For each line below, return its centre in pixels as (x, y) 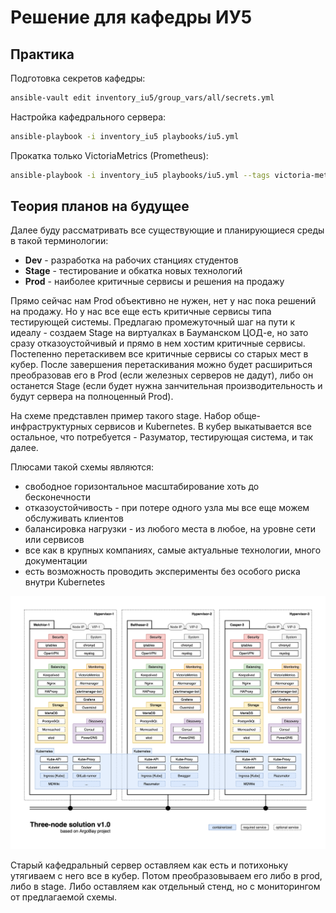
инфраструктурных (51, 427)
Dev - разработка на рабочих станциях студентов (131, 260)
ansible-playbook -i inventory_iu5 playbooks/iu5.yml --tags (140, 175)
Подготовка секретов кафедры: (78, 78)
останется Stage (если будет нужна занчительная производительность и (166, 386)
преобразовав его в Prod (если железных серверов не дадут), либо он (162, 375)
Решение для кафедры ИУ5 (131, 17)
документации (56, 561)
